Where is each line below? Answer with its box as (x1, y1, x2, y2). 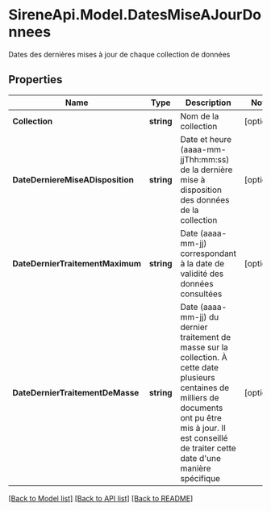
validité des (180, 268, 224, 279)
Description (185, 97, 231, 108)
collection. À (180, 351, 227, 362)
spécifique (180, 472, 220, 484)
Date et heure (180, 133, 232, 145)
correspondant (180, 248, 236, 259)
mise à (180, 174, 206, 185)
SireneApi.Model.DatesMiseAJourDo (8, 6, 262, 24)
